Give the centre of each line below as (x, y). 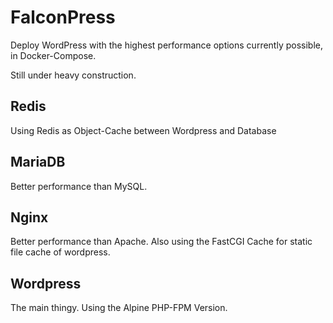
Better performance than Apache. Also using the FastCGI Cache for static (161, 242)
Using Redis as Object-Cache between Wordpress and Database (143, 130)
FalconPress (63, 17)
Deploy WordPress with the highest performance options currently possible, (166, 45)
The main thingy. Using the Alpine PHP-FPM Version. (119, 308)
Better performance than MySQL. (79, 186)
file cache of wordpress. (60, 252)
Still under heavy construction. (73, 75)
